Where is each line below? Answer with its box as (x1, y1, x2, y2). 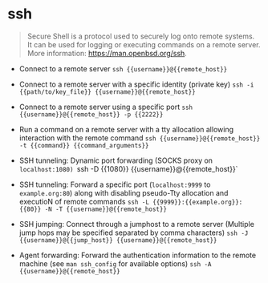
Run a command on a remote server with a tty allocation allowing (18, 124, 234, 134)
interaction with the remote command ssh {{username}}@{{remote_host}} (18, 133, 261, 143)
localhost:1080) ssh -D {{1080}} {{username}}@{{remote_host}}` (18, 164, 238, 173)
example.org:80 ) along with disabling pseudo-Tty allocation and (18, 188, 229, 197)
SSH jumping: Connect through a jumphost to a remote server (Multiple (18, 219, 254, 228)
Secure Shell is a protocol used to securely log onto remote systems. (26, 31, 255, 41)
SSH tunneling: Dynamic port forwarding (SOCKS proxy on (18, 156, 213, 165)
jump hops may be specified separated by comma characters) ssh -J (18, 228, 249, 237)
